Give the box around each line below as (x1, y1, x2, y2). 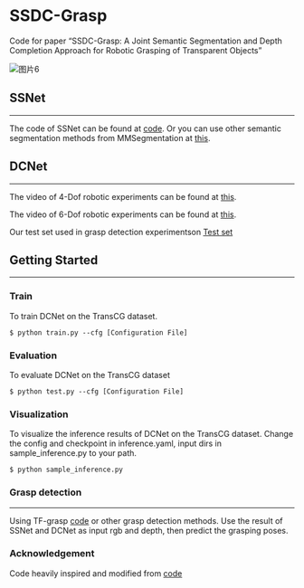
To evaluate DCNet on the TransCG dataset (9, 369, 170, 380)
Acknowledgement (9, 547, 95, 560)
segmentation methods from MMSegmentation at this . (9, 132, 211, 143)
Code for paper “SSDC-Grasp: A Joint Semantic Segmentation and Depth (9, 35, 283, 46)
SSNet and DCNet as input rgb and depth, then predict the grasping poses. (9, 525, 289, 536)
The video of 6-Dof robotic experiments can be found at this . (9, 209, 237, 220)
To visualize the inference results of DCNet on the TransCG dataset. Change (9, 429, 294, 440)
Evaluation (9, 349, 57, 362)
